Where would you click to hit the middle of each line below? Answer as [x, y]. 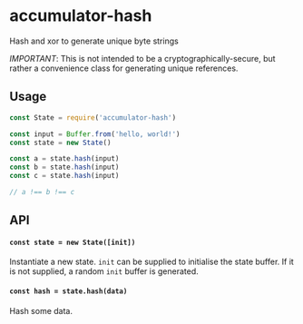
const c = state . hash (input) [64, 176]
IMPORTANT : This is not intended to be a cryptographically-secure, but [142, 58]
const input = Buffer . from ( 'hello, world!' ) [95, 134]
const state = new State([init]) [73, 242]
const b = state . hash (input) [64, 167]
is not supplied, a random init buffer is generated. [104, 271]
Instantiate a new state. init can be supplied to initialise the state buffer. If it [152, 262]
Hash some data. [41, 310]
